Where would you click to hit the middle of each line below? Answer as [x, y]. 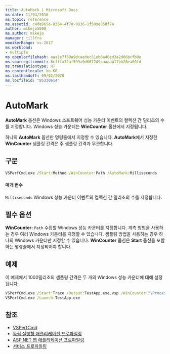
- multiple [17, 52]
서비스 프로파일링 [30, 346]
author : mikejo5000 [26, 29]
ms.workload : [19, 48]
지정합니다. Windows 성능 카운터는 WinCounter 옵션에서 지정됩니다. [79, 126]
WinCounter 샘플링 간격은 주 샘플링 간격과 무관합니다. [59, 143]
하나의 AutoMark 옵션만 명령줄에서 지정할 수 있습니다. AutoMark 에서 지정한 [81, 137]
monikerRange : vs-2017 [29, 43]
